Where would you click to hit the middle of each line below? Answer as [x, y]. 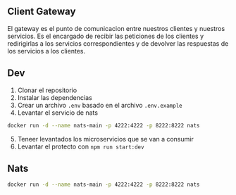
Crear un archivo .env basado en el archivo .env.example [100, 105]
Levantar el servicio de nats [58, 113]
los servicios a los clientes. [46, 51]
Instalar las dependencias [55, 97]
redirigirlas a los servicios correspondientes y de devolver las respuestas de [118, 43]
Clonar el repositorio [47, 90]
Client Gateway [42, 12]
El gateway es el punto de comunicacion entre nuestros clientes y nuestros [116, 28]
